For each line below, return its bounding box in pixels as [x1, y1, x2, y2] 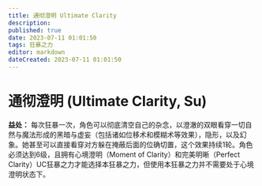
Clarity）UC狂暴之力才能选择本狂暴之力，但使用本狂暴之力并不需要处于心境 [8, 159, 254, 169]
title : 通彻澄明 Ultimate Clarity [8, 11, 117, 20]
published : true [8, 26, 62, 34]
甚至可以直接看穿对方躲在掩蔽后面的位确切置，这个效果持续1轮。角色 [28, 139, 253, 149]
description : [8, 19, 51, 27]
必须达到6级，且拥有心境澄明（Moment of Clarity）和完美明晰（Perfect [8, 150, 241, 159]
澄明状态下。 [8, 169, 50, 179]
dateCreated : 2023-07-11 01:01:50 [8, 56, 122, 64]
